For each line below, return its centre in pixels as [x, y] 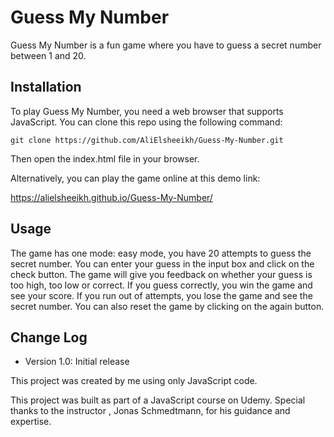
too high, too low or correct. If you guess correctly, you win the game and [161, 285]
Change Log [49, 337]
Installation [46, 87]
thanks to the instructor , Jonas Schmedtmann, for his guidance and [150, 411]
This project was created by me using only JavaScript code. [134, 381]
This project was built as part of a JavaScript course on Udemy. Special [158, 400]
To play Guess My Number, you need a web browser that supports [147, 111]
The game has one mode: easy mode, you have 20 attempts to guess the [161, 253]
